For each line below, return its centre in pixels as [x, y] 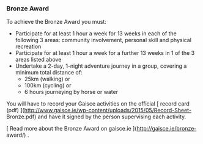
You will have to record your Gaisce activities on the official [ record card [98, 104]
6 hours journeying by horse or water [71, 92]
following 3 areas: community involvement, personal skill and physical [103, 40]
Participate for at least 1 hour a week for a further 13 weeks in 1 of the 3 [105, 53]
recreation [28, 46]
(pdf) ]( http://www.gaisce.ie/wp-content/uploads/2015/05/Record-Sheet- [99, 110]
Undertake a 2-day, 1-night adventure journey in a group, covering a [101, 66]
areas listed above [38, 60]
